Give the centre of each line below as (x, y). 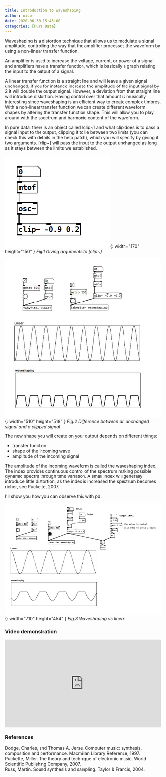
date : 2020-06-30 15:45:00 (33, 21)
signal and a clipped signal (33, 426)
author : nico (19, 16)
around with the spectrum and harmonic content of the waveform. (72, 118)
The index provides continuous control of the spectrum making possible (78, 471)
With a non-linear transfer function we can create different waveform (75, 107)
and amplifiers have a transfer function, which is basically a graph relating (80, 66)
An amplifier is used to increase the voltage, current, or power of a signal (80, 61)
